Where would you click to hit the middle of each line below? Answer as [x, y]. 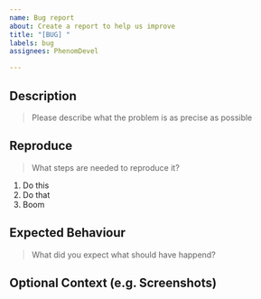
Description [43, 96]
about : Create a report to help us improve [93, 26]
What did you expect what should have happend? [124, 255]
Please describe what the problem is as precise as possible [142, 117]
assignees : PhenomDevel [54, 51]
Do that [36, 194]
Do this [36, 185]
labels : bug [32, 43]
